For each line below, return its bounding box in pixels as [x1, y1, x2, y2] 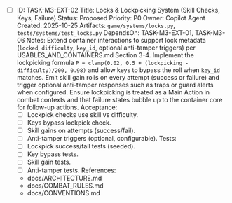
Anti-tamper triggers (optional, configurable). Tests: [27, 134, 177, 143]
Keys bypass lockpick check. [27, 118, 111, 127]
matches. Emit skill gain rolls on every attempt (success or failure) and [16, 73, 220, 82]
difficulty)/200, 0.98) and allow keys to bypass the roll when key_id [16, 66, 220, 74]
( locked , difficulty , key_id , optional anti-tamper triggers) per [16, 43, 196, 52]
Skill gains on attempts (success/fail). [27, 126, 136, 135]
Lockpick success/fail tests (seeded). [27, 142, 136, 150]
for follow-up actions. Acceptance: [16, 103, 118, 111]
